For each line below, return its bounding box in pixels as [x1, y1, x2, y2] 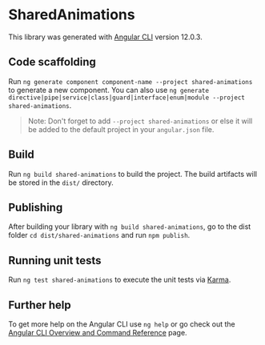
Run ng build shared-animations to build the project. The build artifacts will [8, 169, 258, 179]
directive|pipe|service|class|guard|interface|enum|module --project [8, 94, 246, 102]
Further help [8, 298, 72, 311]
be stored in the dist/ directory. [8, 178, 114, 187]
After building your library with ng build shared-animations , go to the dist [8, 222, 251, 231]
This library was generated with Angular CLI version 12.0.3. [8, 32, 203, 42]
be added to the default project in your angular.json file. [27, 124, 215, 134]
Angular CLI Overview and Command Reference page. [8, 328, 187, 337]
